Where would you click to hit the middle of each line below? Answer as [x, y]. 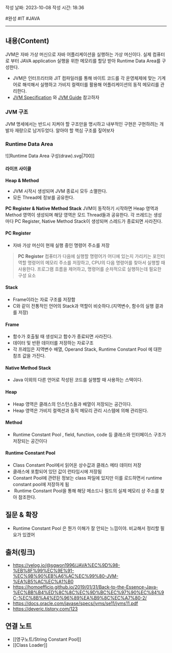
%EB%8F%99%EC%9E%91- [43, 570]
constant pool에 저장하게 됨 [41, 485]
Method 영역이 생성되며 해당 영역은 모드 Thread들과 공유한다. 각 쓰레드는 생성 [84, 215]
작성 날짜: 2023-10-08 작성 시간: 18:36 [45, 7]
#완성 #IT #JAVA [23, 18]
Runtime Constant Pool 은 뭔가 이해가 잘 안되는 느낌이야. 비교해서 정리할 [86, 528]
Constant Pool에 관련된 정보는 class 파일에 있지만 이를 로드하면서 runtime [87, 478]
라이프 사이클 [18, 169]
